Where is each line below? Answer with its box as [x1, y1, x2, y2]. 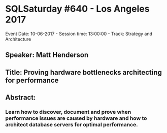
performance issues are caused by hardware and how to [5, 115, 147, 122]
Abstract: [5, 93, 36, 102]
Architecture [5, 36, 31, 42]
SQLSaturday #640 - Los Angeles [5, 3, 150, 15]
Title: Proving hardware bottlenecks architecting [5, 68, 162, 77]
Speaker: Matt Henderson [5, 51, 89, 59]
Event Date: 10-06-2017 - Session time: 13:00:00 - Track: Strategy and [5, 30, 153, 37]
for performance [5, 76, 59, 84]
